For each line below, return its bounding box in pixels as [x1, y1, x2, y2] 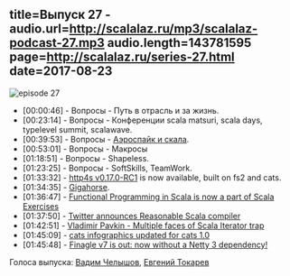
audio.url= [9, 22, 70, 37]
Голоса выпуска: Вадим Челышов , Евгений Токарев [9, 256, 210, 267]
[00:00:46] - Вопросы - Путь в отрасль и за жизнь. [22, 105, 220, 115]
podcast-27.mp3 [9, 35, 106, 51]
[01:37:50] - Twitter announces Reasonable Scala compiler [22, 210, 241, 221]
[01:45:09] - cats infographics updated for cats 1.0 [22, 229, 210, 240]
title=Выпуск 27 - [9, 7, 111, 23]
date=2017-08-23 [9, 63, 113, 79]
